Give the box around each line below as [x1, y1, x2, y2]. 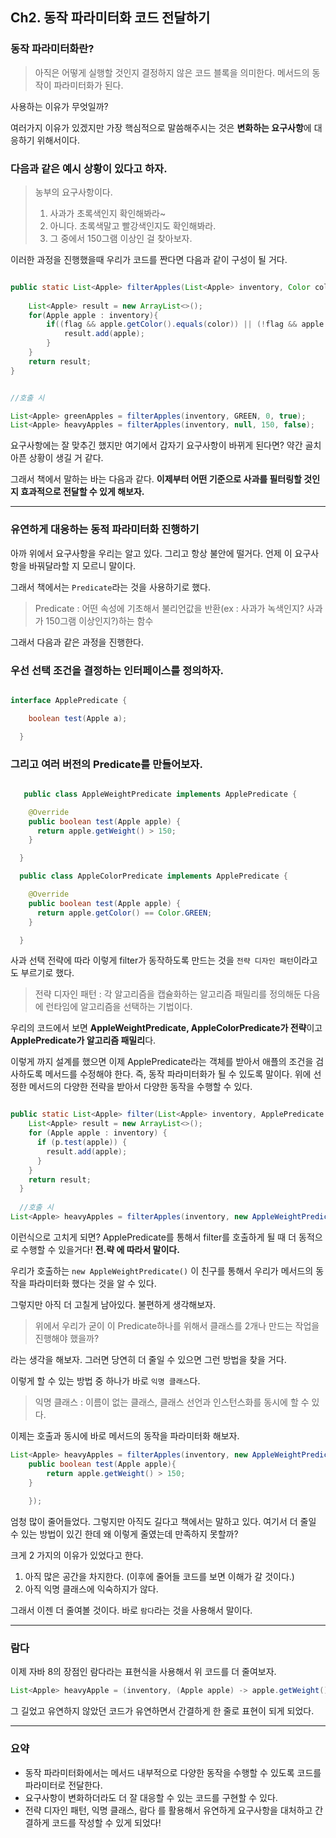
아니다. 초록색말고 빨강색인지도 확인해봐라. [49, 219, 217, 232]
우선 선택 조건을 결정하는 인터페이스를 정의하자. [10, 663, 224, 677]
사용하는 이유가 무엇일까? [10, 100, 109, 112]
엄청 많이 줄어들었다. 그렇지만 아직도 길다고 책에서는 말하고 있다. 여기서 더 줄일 [10, 1516, 317, 1528]
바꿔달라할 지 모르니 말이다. [28, 559, 137, 572]
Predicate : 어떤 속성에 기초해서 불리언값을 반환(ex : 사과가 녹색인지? [34, 602, 305, 614]
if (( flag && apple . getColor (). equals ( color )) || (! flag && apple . [46, 319, 329, 330]
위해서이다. [36, 134, 81, 146]
